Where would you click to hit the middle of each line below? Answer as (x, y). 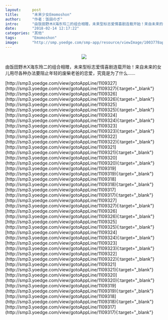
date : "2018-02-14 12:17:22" (42, 29)
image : (12, 43)
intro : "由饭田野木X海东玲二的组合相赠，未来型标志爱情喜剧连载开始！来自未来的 (84, 24)
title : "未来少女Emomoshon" (38, 15)
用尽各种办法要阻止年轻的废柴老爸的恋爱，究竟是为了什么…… (72, 73)
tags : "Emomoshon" (31, 38)
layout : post (23, 10)
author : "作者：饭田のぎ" (34, 19)
